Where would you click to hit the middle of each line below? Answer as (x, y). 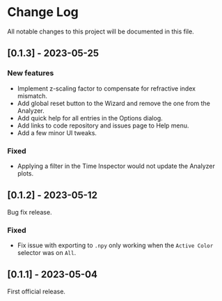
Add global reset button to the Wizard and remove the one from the (114, 103)
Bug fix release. (30, 212)
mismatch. (32, 95)
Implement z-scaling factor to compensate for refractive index (106, 88)
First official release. (37, 291)
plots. (25, 173)
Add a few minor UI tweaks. (57, 132)
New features (31, 73)
